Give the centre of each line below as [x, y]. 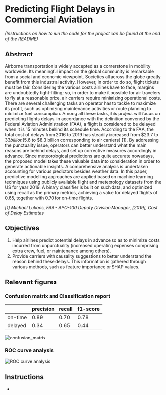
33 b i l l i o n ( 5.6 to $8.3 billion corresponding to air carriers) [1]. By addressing [82, 140]
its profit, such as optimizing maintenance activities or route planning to [78, 108]
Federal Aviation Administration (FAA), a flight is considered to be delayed [80, 124]
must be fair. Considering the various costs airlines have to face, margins [80, 87]
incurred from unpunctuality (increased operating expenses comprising [85, 245]
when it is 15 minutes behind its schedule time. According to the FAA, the [79, 129]
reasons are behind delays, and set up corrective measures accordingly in [81, 150]
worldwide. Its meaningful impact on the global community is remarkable [80, 71]
